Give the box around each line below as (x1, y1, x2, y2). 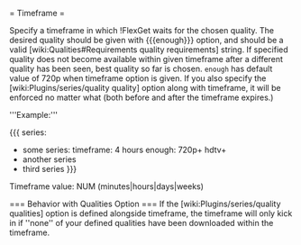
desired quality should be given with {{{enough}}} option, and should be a (9, 35, 284, 45)
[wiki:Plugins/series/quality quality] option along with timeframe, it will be (9, 83, 281, 93)
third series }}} (22, 164, 78, 174)
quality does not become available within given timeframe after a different (9, 54, 284, 64)
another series (22, 154, 77, 165)
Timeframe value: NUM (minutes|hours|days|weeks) (9, 181, 205, 192)
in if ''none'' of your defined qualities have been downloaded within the (9, 218, 274, 228)
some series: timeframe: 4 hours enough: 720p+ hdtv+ (22, 144, 227, 155)
